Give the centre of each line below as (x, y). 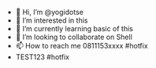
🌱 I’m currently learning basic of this (74, 29)
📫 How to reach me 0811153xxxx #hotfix (82, 46)
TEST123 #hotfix (43, 57)
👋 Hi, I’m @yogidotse (50, 12)
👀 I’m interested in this (52, 20)
